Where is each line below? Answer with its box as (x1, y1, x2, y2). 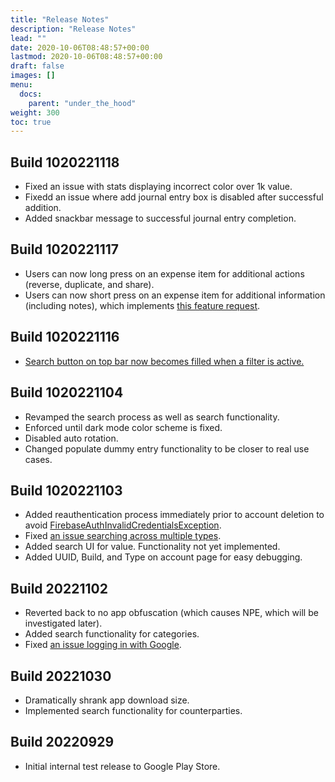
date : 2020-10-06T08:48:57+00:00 (10, 42, 150, 53)
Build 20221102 (10, 580, 108, 597)
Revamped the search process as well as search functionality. (24, 411, 280, 423)
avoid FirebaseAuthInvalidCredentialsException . (24, 519, 222, 531)
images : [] (10, 71, 56, 81)
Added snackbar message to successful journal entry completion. (24, 212, 297, 225)
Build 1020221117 (10, 241, 119, 258)
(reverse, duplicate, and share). (24, 278, 155, 290)
